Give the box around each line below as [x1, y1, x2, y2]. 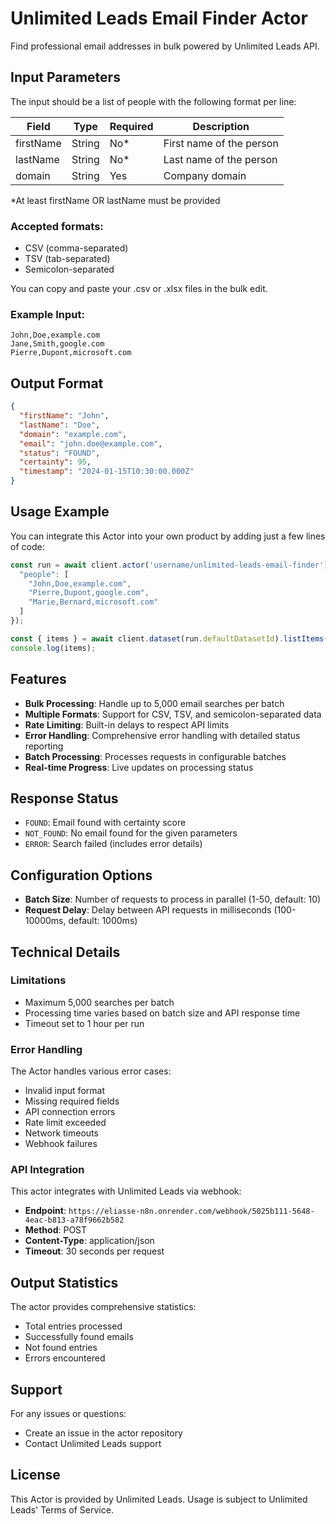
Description [192, 119, 250, 133]
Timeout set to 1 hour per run [24, 1017, 145, 1029]
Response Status [10, 790, 119, 807]
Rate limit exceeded [24, 1117, 107, 1129]
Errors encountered [24, 1352, 106, 1364]
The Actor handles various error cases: [10, 1065, 172, 1077]
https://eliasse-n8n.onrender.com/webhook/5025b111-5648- [68, 1207, 315, 1217]
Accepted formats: [10, 219, 104, 233]
